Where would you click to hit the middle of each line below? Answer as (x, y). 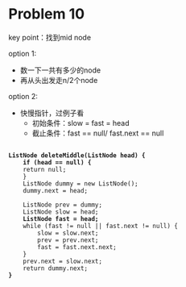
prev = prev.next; (68, 240)
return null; (45, 169)
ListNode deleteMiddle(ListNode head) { (77, 155)
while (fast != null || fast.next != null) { (101, 226)
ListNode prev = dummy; (63, 205)
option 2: (23, 96)
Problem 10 (47, 14)
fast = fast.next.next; (77, 247)
